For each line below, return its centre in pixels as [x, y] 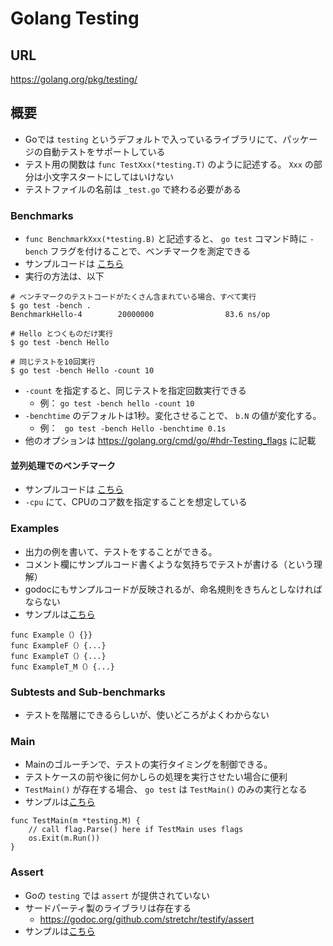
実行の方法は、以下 [64, 276]
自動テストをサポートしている [104, 151]
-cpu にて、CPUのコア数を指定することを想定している [136, 502]
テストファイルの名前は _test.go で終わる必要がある [133, 189]
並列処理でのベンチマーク [63, 465]
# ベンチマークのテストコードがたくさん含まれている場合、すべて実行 [133, 297]
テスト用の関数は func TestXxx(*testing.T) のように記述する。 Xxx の [169, 164]
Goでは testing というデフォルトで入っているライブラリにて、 [153, 139]
